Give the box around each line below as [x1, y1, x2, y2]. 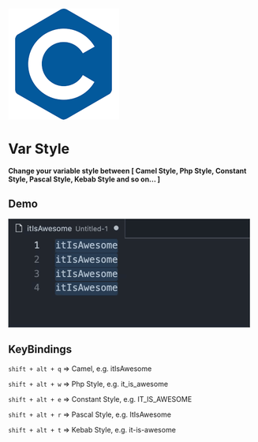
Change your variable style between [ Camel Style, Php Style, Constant [8, 166, 247, 175]
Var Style [8, 140, 69, 158]
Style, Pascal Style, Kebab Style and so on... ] [8, 174, 160, 184]
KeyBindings [8, 343, 73, 356]
